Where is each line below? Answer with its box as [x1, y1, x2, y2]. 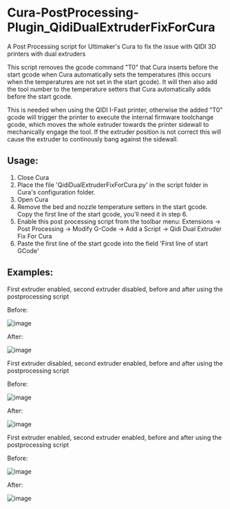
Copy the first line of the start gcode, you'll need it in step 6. [17, 210, 188, 218]
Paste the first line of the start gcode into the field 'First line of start [17, 239, 209, 248]
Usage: [7, 155, 39, 167]
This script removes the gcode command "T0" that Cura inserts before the [7, 63, 218, 71]
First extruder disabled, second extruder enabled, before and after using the [7, 359, 224, 367]
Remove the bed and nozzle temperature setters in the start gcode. [17, 202, 208, 211]
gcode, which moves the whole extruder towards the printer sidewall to [7, 120, 209, 128]
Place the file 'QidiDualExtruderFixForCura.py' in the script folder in [17, 181, 209, 189]
